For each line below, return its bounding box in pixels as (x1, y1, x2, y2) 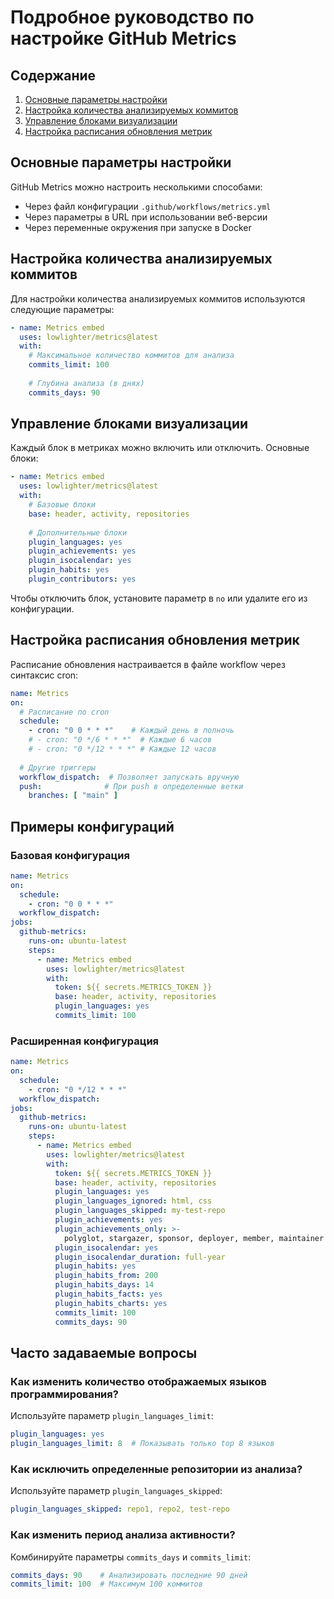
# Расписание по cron (19, 707, 110, 717)
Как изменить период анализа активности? (10, 1528, 236, 1542)
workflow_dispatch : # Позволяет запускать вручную (19, 772, 240, 782)
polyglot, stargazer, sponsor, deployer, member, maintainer (63, 1233, 325, 1243)
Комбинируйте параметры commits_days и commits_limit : (10, 1551, 252, 1563)
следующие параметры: (10, 303, 115, 315)
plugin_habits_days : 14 (54, 1280, 155, 1290)
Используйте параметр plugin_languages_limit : (10, 1410, 214, 1422)
